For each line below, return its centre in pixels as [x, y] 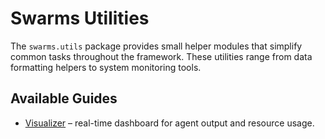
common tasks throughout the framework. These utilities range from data [161, 56]
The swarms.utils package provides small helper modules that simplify [156, 46]
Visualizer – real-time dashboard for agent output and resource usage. [169, 123]
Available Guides [64, 98]
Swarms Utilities [80, 18]
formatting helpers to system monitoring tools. [106, 67]
